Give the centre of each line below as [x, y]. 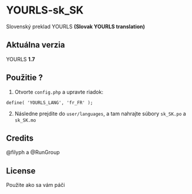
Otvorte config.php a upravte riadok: [59, 92]
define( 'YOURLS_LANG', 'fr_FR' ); [50, 103]
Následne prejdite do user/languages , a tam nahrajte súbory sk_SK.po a [100, 113]
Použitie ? [24, 78]
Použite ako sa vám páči [36, 185]
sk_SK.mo [25, 120]
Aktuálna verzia [36, 45]
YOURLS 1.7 [21, 59]
